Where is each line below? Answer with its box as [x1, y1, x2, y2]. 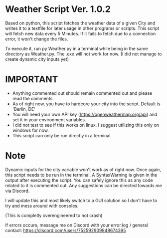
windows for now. [12, 127, 49, 133]
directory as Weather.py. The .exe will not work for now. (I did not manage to [5, 51, 162, 57]
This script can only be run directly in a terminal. [12, 132, 112, 138]
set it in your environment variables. [12, 116, 86, 123]
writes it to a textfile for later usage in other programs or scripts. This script [5, 25, 160, 31]
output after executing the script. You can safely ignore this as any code [5, 177, 153, 183]
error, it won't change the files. [5, 36, 68, 42]
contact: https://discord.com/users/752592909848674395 [5, 227, 126, 233]
